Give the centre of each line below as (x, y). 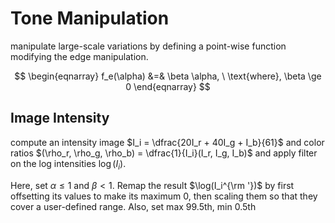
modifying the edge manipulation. (79, 56)
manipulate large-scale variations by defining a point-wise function (148, 46)
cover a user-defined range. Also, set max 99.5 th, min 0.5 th (133, 206)
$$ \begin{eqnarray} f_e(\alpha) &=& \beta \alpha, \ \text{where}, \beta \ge (168, 76)
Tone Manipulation (90, 18)
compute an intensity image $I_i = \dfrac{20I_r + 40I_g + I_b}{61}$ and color (167, 142)
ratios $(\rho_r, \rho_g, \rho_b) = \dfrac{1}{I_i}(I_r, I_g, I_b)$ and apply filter (164, 153)
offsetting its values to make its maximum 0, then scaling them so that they (164, 196)
